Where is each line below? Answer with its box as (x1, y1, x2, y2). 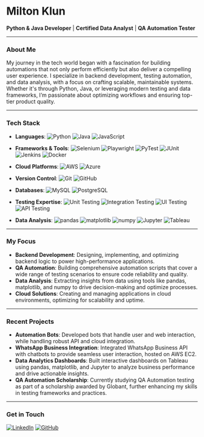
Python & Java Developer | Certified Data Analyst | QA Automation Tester (6, 24, 195, 32)
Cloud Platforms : (15, 163, 59, 170)
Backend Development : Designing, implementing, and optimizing (15, 251, 179, 258)
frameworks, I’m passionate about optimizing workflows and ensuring (6, 91, 181, 99)
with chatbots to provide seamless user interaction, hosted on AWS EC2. (15, 351, 197, 358)
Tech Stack (6, 119, 41, 127)
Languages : (15, 133, 46, 140)
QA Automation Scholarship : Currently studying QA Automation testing (15, 376, 194, 384)
